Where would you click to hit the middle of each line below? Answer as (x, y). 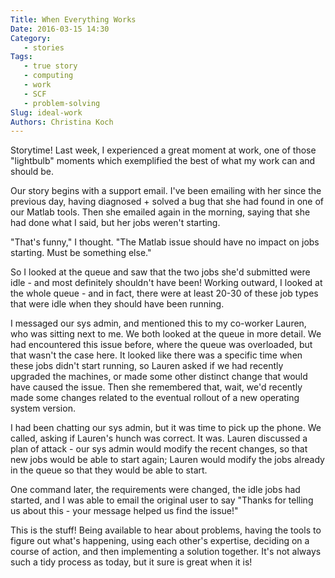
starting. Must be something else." (81, 253)
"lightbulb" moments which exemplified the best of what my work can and (163, 161)
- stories (44, 47)
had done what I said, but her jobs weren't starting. (115, 223)
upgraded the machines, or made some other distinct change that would (159, 377)
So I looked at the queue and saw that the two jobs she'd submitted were (160, 272)
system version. (43, 408)
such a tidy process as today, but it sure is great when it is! (131, 562)
